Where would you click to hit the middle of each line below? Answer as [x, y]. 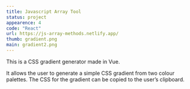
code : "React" [24, 28]
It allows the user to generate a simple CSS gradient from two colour [91, 73]
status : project [26, 17]
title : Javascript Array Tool [44, 12]
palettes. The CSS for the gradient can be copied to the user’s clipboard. [95, 79]
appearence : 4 [24, 23]
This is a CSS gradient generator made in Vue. [63, 61]
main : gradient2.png [32, 45]
